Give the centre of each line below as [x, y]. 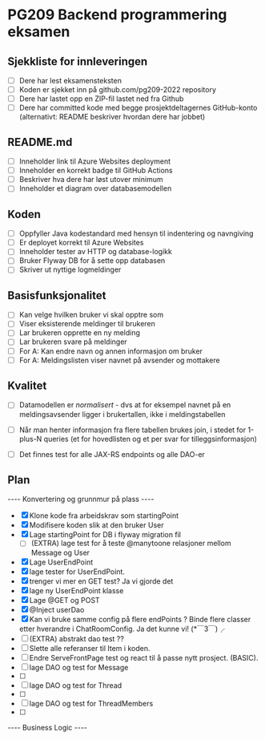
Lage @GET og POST [65, 600]
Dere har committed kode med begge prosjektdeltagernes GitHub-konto [138, 108]
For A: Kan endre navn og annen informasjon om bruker [111, 351]
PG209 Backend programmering [117, 15]
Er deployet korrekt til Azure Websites [81, 243]
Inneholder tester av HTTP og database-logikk [96, 252]
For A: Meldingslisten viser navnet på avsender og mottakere [120, 360]
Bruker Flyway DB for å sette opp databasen [92, 261]
